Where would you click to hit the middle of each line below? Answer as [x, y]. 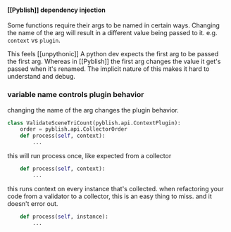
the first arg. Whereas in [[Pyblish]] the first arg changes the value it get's [114, 62]
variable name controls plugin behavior [76, 95]
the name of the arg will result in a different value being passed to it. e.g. [112, 33]
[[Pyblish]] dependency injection [56, 10]
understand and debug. [42, 77]
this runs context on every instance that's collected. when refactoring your [115, 188]
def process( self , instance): [64, 217]
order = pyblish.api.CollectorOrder [74, 129]
